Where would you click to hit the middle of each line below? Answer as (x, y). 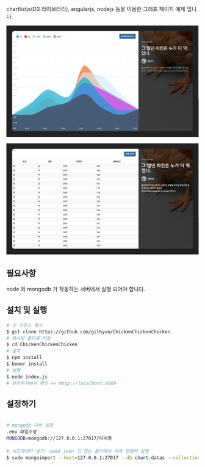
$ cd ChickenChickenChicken (42, 345)
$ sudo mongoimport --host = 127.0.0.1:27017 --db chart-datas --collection (103, 458)
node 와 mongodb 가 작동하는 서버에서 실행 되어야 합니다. (76, 289)
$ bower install (27, 364)
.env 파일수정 (22, 432)
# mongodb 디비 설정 (30, 425)
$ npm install (24, 358)
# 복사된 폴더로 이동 (29, 338)
